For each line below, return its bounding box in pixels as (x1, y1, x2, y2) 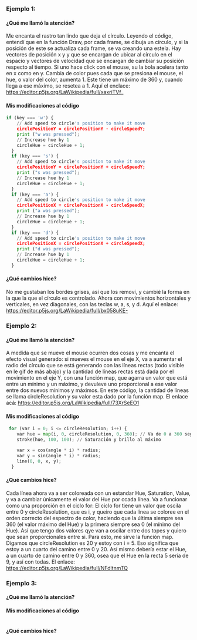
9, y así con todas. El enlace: (6, 558, 75, 565)
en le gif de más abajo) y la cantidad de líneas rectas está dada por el (6, 368, 174, 375)
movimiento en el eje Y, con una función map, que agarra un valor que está (6, 374, 188, 381)
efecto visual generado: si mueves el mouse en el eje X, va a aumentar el (6, 356, 182, 363)
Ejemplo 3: (6, 579, 37, 587)
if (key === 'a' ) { (11, 192, 59, 197)
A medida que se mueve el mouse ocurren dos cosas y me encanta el (6, 349, 175, 357)
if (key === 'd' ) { (11, 230, 59, 236)
